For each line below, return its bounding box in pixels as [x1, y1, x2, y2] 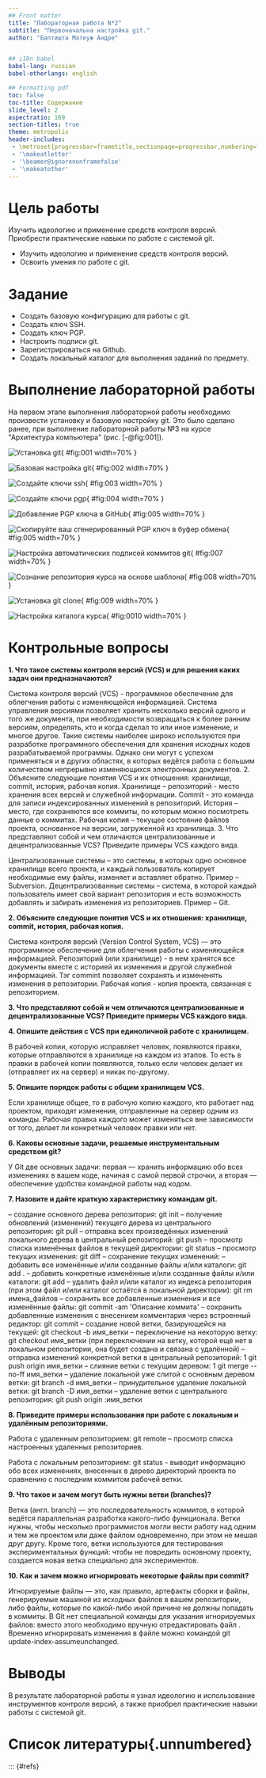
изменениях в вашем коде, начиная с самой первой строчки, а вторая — [8, 1171, 257, 1180]
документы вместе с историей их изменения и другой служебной [8, 962, 232, 972]
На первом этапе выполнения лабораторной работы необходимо [8, 407, 231, 417]
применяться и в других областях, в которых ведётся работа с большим [8, 756, 255, 766]
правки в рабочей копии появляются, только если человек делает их [8, 1059, 244, 1068]
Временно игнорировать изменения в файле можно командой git [8, 1628, 231, 1638]
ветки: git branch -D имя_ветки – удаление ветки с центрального [8, 1387, 228, 1396]
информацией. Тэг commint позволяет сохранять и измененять [8, 971, 223, 980]
